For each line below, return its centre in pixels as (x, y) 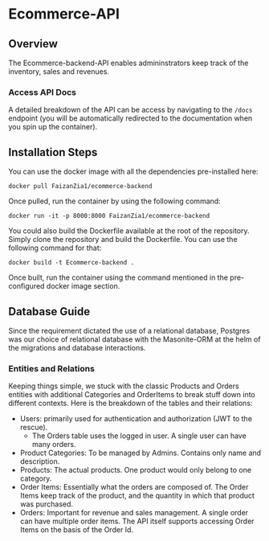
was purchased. (47, 504)
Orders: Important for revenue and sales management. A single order (134, 513)
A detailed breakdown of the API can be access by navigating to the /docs (130, 110)
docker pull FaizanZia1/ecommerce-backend (80, 186)
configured (26, 286)
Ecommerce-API (64, 14)
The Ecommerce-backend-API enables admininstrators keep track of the (128, 63)
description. (40, 461)
